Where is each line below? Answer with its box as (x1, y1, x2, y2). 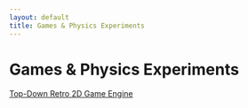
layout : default (9, 12, 69, 22)
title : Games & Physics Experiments (9, 21, 145, 30)
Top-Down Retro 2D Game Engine (9, 89, 133, 99)
